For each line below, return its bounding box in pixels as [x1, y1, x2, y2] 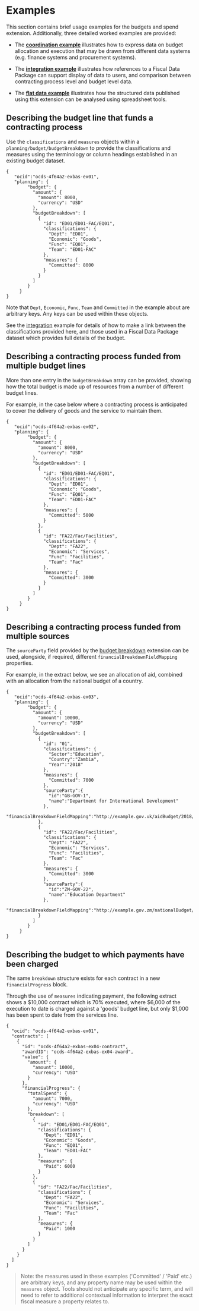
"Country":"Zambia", [48, 756, 99, 763]
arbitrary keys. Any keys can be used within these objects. [6, 310, 149, 317]
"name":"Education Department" [48, 892, 126, 898]
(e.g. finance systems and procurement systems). [14, 54, 136, 61]
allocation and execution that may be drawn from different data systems [14, 47, 191, 54]
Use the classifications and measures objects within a [6, 138, 140, 145]
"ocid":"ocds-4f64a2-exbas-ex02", [14, 423, 99, 430]
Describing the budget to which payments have [6, 950, 185, 960]
